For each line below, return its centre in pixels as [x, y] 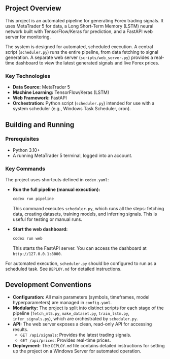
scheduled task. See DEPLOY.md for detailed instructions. [63, 269]
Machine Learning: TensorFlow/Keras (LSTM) [61, 92]
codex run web [27, 238]
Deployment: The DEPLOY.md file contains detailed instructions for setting [89, 345]
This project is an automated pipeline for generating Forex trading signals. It [84, 20]
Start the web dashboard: [40, 229]
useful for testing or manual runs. [47, 219]
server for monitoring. [28, 37]
